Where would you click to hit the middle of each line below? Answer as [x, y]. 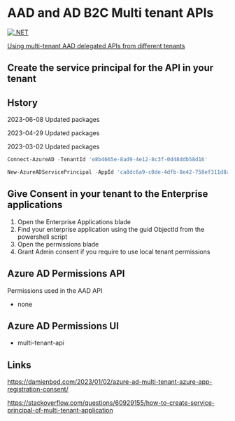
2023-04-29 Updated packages [54, 133]
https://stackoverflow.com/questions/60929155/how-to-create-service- [111, 403]
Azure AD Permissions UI [63, 326]
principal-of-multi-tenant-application [60, 410]
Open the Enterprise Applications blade [74, 221]
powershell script [42, 237]
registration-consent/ [38, 389]
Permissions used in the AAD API [55, 290]
